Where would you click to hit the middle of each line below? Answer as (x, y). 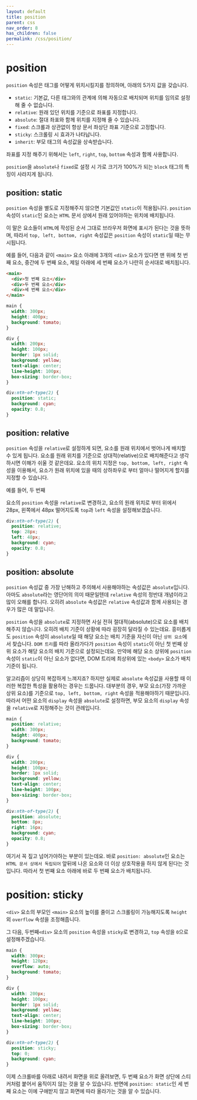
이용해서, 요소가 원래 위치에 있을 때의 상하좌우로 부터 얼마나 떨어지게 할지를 (103, 470)
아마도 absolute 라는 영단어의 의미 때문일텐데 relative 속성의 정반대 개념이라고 (97, 594)
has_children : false (31, 34)
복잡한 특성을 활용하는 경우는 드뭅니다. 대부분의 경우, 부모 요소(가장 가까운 (102, 686)
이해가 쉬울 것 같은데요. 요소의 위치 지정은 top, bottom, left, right (102, 463)
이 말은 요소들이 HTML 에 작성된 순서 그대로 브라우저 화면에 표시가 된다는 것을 (93, 228)
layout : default (26, 11)
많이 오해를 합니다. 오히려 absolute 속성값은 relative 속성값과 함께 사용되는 (94, 601)
